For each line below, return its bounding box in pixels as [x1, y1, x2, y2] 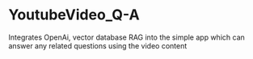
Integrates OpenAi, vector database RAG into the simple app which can [8, 32, 245, 42]
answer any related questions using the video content [8, 40, 188, 50]
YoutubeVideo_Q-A [8, 6, 140, 24]
